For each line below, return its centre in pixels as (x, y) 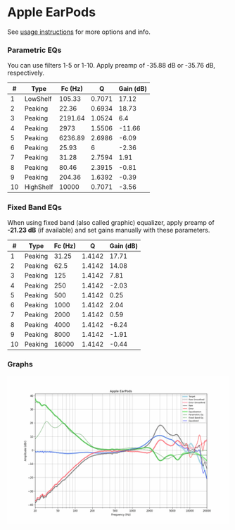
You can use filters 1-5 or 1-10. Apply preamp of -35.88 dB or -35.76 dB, (112, 66)
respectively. (26, 73)
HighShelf (39, 187)
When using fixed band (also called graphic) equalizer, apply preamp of (111, 223)
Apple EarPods (52, 12)
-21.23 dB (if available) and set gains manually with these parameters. (109, 230)
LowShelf (38, 99)
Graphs (20, 364)
